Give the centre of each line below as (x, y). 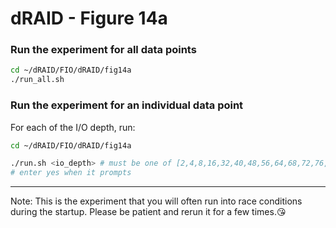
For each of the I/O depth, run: (73, 127)
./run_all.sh (37, 80)
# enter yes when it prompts (71, 173)
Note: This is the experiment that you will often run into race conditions (156, 201)
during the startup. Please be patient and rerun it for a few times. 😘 (148, 212)
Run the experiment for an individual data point (127, 105)
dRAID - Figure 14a (89, 18)
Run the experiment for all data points (103, 50)
